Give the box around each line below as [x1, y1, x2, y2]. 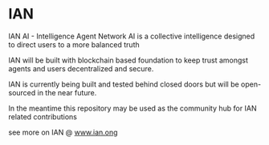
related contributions [8, 111, 78, 121]
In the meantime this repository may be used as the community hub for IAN [8, 103, 257, 113]
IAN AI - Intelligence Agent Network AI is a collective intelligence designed [8, 31, 255, 41]
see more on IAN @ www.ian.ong [8, 127, 118, 137]
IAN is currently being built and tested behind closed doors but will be [8, 79, 239, 89]
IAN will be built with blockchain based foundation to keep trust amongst [8, 55, 249, 65]
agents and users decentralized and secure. [8, 63, 154, 73]
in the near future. [37, 87, 97, 97]
